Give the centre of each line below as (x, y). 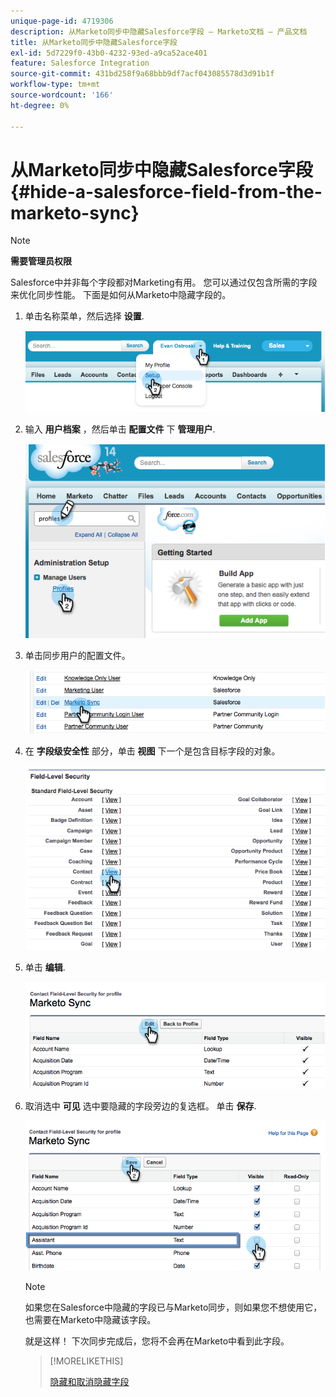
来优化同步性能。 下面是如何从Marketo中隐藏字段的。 (121, 295)
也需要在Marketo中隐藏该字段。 (90, 1319)
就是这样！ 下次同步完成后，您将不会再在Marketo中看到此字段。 (157, 1341)
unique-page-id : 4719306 (62, 21)
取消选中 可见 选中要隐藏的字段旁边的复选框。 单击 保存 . (140, 1106)
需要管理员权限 (41, 261)
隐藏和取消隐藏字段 (89, 1381)
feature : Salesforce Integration (80, 63)
